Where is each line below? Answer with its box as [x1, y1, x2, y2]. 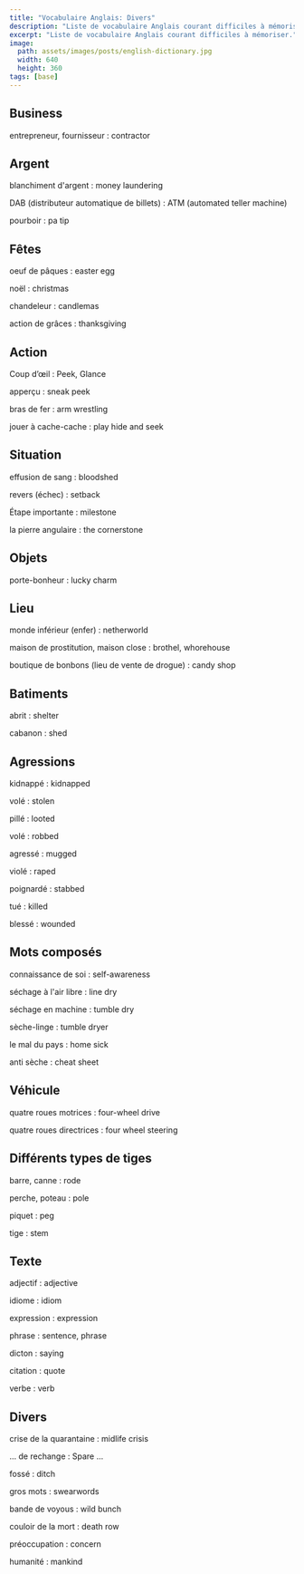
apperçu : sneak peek [9, 386, 90, 397]
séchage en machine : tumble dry [9, 1003, 134, 1015]
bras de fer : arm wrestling [9, 404, 109, 414]
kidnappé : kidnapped [9, 778, 90, 789]
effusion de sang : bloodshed [9, 471, 119, 482]
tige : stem [9, 1227, 49, 1238]
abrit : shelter [9, 710, 60, 721]
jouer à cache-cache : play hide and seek [9, 421, 165, 431]
